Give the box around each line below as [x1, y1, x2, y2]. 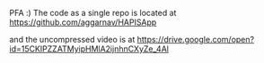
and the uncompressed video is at [9, 35, 136, 44]
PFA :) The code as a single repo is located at [9, 8, 177, 18]
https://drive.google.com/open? [136, 35, 254, 44]
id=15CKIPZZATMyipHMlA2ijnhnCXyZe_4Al [9, 43, 169, 54]
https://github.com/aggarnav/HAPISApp [9, 17, 157, 28]
